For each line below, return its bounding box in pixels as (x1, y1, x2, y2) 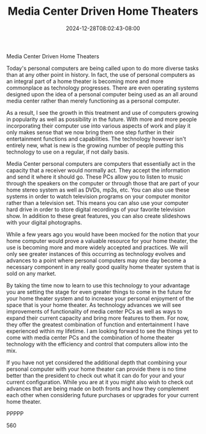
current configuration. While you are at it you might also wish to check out (6, 378, 193, 386)
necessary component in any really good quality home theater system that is (6, 263, 200, 271)
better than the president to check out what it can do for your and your (6, 371, 185, 379)
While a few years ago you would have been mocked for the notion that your (6, 230, 199, 238)
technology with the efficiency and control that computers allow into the (6, 340, 188, 347)
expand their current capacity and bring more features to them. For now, (6, 314, 189, 322)
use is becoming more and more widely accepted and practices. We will (6, 244, 188, 251)
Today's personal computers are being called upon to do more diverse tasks (6, 64, 199, 72)
